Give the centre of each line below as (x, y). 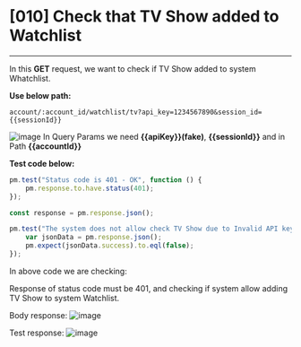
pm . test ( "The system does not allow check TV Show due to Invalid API (144, 229)
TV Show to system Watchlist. (64, 298)
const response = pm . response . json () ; (82, 213)
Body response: (39, 315)
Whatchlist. (30, 78)
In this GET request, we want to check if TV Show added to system (133, 68)
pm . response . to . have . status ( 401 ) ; (90, 188)
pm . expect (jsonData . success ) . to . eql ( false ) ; (110, 246)
